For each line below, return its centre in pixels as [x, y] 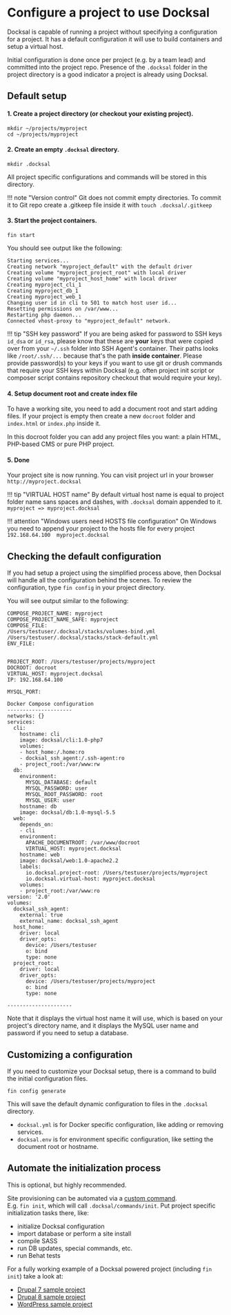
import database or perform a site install [74, 1233]
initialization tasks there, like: [48, 1213]
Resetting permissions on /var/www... [63, 309]
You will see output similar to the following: [68, 601]
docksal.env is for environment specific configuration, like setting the [115, 1139]
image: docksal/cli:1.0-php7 [61, 740]
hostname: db [38, 807]
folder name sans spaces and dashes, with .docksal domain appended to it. [115, 502]
